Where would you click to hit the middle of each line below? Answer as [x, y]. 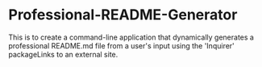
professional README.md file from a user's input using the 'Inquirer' [122, 45]
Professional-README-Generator [123, 15]
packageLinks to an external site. [63, 54]
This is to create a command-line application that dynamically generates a [131, 37]
